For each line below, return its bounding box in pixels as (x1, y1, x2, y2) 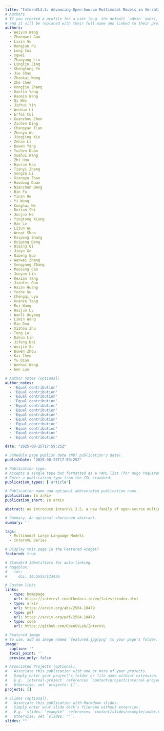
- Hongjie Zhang (9, 84, 42, 90)
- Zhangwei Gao (9, 35, 41, 40)
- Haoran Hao (9, 162, 36, 167)
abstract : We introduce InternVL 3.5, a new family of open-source (5, 507, 145, 512)
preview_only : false (9, 655, 51, 660)
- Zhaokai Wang (9, 75, 41, 80)
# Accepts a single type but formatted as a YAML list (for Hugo (5, 471, 141, 476)
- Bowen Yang (9, 144, 36, 149)
